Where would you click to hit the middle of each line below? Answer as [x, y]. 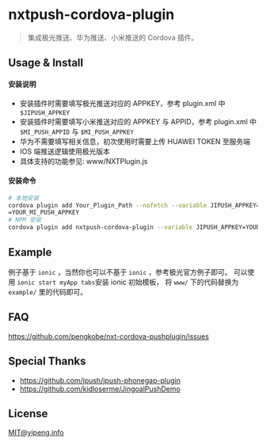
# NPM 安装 [25, 220]
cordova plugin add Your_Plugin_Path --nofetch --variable [108, 205]
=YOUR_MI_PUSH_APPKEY [44, 213]
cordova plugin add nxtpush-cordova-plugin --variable [101, 227]
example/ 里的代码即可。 [48, 291]
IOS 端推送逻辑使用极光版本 [65, 151]
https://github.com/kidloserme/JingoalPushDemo [100, 389]
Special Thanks [47, 361]
